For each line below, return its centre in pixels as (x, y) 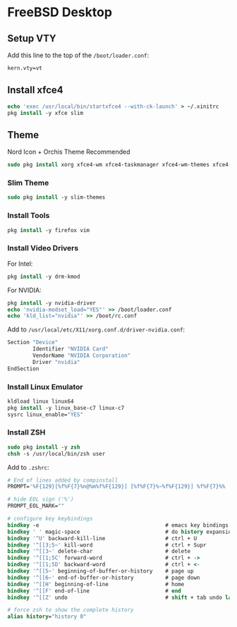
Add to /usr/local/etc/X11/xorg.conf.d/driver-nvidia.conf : (96, 329)
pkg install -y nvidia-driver (52, 303)
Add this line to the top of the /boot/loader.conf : (78, 55)
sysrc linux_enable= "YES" (45, 414)
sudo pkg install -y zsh (44, 447)
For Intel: (20, 263)
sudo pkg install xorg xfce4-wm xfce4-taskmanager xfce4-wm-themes (109, 165)
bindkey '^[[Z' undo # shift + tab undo (115, 597)
